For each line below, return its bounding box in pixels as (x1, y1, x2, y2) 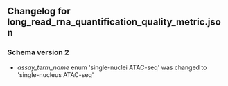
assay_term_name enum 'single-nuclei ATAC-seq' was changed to (17, 63, 207, 72)
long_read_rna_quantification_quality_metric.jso (7, 17, 222, 28)
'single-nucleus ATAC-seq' (17, 70, 94, 78)
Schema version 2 (7, 47, 69, 57)
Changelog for (7, 6, 71, 17)
